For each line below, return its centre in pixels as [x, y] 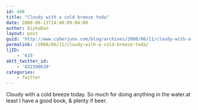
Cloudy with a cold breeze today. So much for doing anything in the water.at [98, 95]
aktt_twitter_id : [27, 61]
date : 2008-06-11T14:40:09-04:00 [47, 22]
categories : [21, 72]
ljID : [13, 50]
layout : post [22, 34]
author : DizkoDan [27, 28]
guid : [13, 39]
